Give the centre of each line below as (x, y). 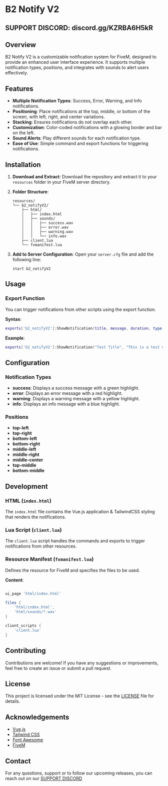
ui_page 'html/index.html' (33, 594)
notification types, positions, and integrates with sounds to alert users (77, 68)
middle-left (24, 449)
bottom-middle (28, 471)
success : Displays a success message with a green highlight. (76, 388)
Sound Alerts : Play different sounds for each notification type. (77, 138)
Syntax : (13, 319)
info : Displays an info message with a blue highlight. (66, 404)
